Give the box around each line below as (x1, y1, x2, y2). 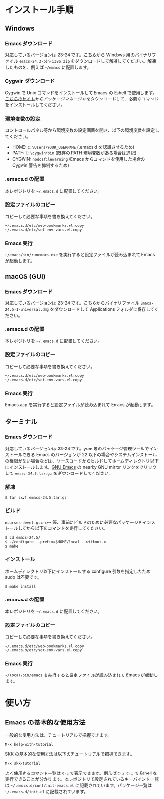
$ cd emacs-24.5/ (5, 535, 41, 540)
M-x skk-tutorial (5, 761, 41, 766)
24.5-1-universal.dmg (5, 307, 49, 312)
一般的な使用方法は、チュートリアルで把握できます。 (5, 732, 112, 738)
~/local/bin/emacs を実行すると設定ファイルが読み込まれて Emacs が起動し (5, 672, 158, 678)
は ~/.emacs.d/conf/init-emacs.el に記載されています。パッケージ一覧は (5, 782, 152, 788)
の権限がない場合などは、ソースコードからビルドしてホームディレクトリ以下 (5, 458, 159, 464)
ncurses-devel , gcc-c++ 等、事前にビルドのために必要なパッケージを (5, 519, 143, 525)
